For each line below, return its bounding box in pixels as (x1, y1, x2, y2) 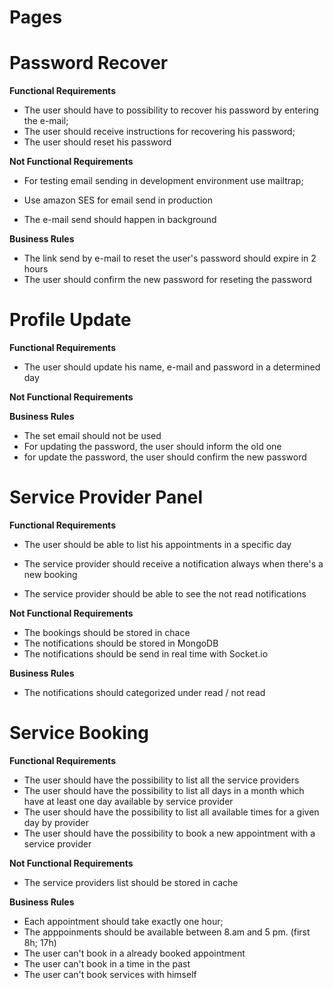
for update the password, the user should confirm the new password (23, 451, 307, 463)
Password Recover (9, 52, 169, 75)
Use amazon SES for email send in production (23, 194, 213, 206)
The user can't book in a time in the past (23, 957, 191, 970)
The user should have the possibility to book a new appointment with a (23, 827, 316, 839)
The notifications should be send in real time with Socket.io (23, 648, 269, 660)
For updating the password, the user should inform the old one (23, 441, 282, 453)
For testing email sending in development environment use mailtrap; (23, 175, 304, 187)
